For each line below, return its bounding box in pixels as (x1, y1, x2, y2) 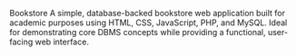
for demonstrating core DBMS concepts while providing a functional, (9, 27, 266, 37)
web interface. (35, 36, 89, 47)
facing (9, 36, 34, 47)
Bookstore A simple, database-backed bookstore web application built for (9, 8, 286, 18)
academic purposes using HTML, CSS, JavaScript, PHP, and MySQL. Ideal (9, 17, 288, 28)
